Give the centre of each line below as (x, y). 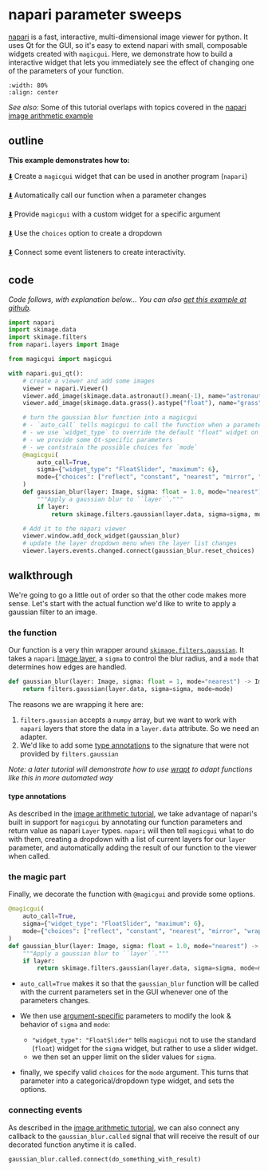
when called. (29, 856)
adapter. (33, 736)
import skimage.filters (48, 337)
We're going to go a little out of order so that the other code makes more (127, 595)
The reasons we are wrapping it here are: (76, 704)
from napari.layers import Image (64, 345)
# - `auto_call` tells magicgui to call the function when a (126, 425)
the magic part (37, 877)
